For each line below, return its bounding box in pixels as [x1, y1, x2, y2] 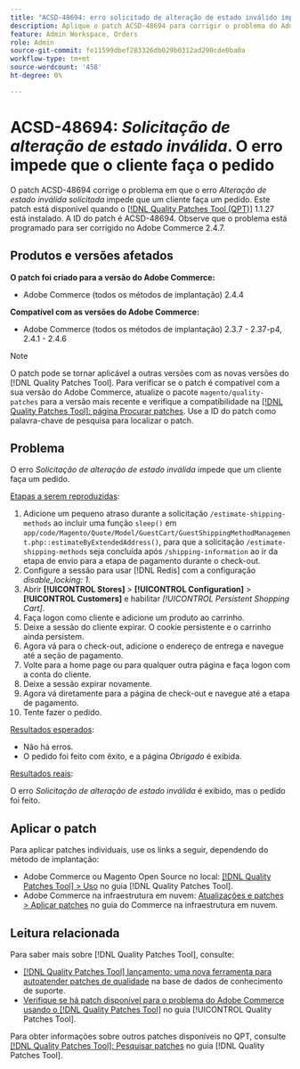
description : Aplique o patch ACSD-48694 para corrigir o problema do [10, 21, 278, 30]
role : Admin [10, 37, 54, 47]
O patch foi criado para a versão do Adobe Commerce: [10, 272, 215, 282]
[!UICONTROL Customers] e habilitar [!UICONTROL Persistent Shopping [22, 593, 290, 604]
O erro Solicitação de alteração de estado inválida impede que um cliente [10, 464, 282, 475]
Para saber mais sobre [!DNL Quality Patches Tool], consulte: [10, 949, 235, 959]
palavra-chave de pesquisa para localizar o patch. [10, 415, 194, 426]
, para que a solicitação [158, 536, 245, 548]
